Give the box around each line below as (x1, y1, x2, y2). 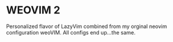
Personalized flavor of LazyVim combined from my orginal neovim (6, 23, 167, 30)
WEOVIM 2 (6, 3, 60, 17)
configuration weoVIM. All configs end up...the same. (6, 29, 136, 36)
